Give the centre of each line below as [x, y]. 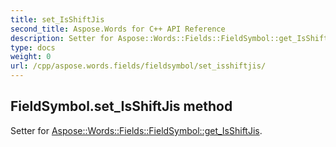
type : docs [33, 47]
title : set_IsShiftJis [57, 19]
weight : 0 [31, 57]
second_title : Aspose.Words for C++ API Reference [118, 29]
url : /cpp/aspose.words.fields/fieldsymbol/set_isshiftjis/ [138, 66]
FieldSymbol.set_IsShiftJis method [121, 106]
